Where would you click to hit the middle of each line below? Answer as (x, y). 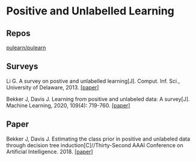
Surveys (22, 66)
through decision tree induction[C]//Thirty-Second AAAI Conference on (95, 145)
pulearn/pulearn (26, 47)
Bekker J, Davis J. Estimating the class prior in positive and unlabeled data (98, 139)
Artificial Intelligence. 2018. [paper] (50, 151)
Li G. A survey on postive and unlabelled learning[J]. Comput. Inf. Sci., (93, 81)
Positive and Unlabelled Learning (90, 11)
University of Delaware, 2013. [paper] (53, 87)
